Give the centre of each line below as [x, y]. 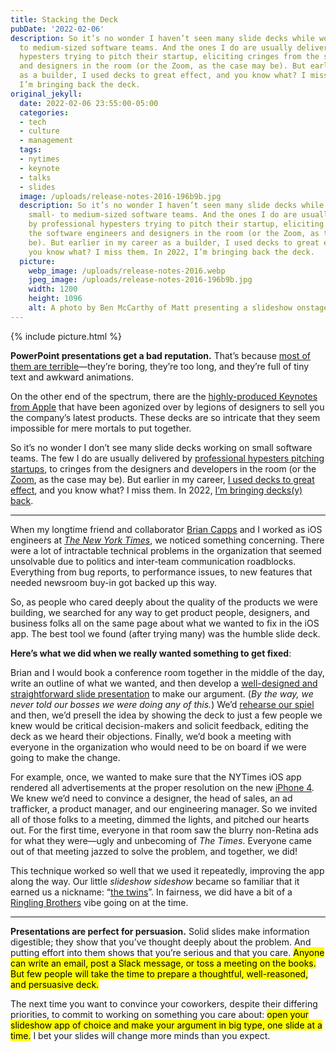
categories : [44, 112]
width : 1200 [53, 289]
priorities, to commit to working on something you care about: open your [160, 1014]
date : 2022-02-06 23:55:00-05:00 [89, 103]
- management [46, 141]
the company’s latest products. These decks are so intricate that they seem [165, 417]
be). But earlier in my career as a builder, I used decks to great [174, 242]
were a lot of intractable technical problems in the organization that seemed [166, 550]
